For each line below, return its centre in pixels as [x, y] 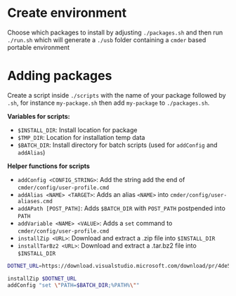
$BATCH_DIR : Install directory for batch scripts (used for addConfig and [117, 145]
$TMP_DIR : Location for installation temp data [81, 137]
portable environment [39, 47]
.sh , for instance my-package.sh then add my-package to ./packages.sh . [109, 103]
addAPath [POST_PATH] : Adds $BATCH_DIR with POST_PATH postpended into [122, 208]
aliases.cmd [35, 201]
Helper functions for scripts [48, 166]
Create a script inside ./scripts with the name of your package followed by [117, 95]
